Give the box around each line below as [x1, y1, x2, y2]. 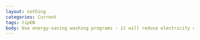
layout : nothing [5, 8, 46, 15]
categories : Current [5, 14, 57, 20]
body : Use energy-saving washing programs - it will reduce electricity [5, 25, 190, 31]
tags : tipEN [5, 19, 35, 25]
